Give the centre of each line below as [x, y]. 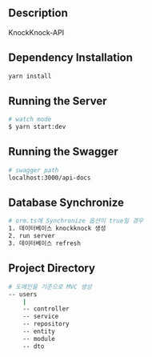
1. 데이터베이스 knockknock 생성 [57, 229]
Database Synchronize [66, 203]
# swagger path [34, 170]
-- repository [46, 324]
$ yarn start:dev [37, 127]
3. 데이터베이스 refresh [45, 243]
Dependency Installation [71, 58]
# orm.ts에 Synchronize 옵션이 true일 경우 [76, 221]
